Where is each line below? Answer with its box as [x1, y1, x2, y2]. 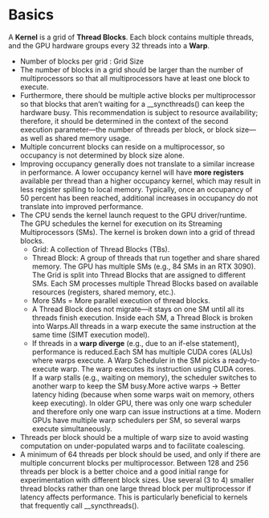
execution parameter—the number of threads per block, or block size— [19, 125, 257, 134]
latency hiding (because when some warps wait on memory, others [31, 389, 255, 399]
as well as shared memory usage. [19, 133, 132, 142]
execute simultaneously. [31, 424, 112, 434]
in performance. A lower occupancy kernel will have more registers [19, 167, 244, 177]
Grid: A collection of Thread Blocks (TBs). [31, 244, 170, 254]
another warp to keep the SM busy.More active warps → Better [31, 380, 241, 391]
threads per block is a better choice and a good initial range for [19, 467, 229, 476]
